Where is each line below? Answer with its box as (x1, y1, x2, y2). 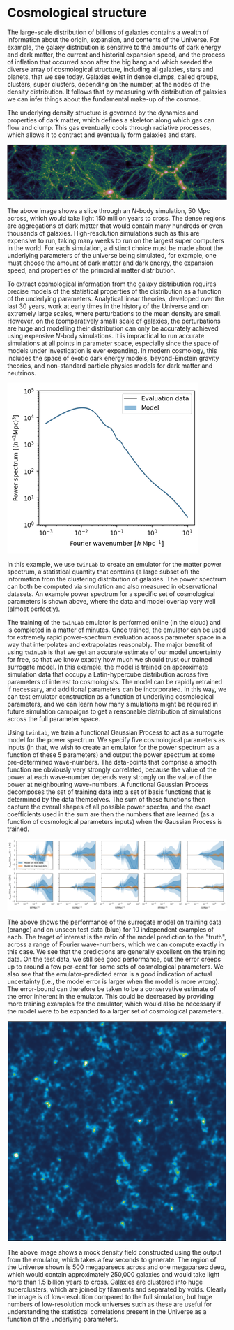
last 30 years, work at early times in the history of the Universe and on (7, 302, 209, 310)
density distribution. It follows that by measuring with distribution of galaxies (7, 87, 226, 96)
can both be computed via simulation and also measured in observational (7, 582, 218, 591)
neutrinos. (7, 368, 37, 377)
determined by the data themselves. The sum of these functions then (7, 795, 206, 803)
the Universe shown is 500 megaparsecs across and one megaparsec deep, (7, 1263, 226, 1271)
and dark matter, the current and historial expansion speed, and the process (7, 50, 226, 59)
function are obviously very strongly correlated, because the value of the (7, 765, 217, 774)
